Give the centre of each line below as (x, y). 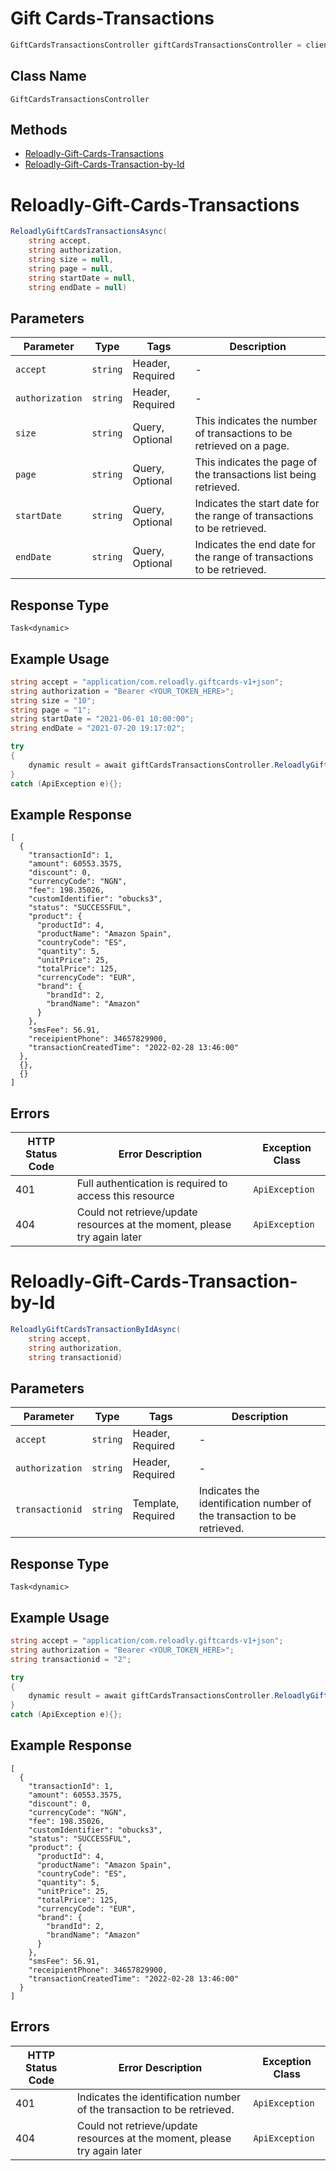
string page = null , (71, 268)
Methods (39, 130)
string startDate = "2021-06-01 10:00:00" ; (102, 719)
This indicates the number (256, 421)
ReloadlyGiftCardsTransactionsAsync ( (89, 232)
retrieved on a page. (242, 446)
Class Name (48, 76)
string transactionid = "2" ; (71, 1659)
